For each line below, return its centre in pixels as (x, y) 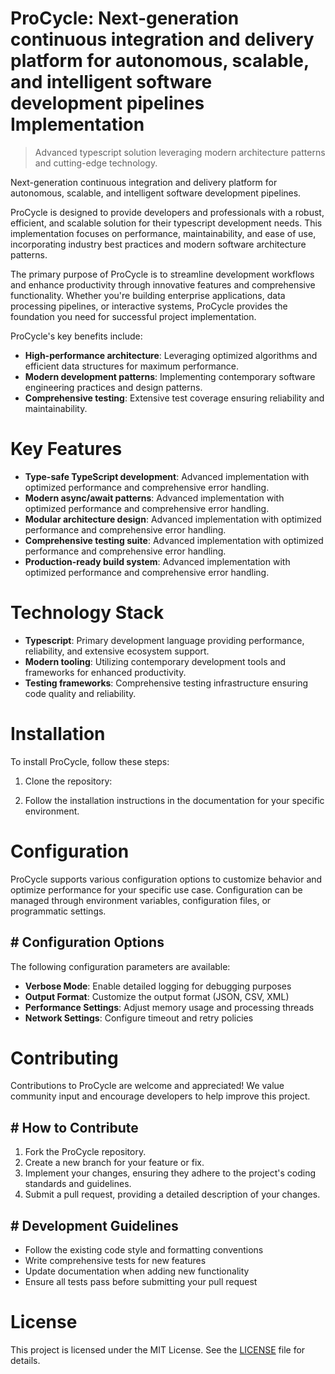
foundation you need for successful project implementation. (133, 316)
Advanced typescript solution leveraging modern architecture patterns (180, 152)
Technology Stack (87, 613)
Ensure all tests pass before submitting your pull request (141, 1282)
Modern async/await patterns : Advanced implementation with (154, 498)
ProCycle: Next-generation (125, 18)
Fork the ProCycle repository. (85, 1152)
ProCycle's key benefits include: (76, 336)
